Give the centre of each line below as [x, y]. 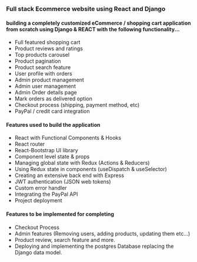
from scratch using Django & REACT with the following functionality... [93, 29]
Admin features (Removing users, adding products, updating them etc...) [102, 233]
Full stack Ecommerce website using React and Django [86, 9]
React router [30, 144]
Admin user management [45, 86]
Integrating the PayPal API [46, 194]
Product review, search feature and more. [65, 240]
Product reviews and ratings [49, 48]
